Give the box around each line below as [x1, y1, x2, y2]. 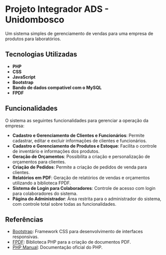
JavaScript [12, 74, 36, 80]
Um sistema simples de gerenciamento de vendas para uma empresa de [5, 30, 154, 36]
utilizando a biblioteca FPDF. [12, 180, 71, 186]
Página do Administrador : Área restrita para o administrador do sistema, [12, 195, 162, 202]
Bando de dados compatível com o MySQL [12, 85, 102, 90]
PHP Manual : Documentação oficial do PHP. [12, 245, 103, 251]
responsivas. [12, 234, 39, 240]
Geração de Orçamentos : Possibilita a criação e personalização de [12, 153, 150, 160]
